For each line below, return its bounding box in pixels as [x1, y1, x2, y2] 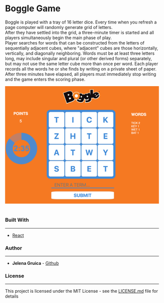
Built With [5, 216, 29, 223]
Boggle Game [5, 3, 61, 14]
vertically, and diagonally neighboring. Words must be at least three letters [5, 50, 155, 56]
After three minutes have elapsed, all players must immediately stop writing [5, 71, 156, 77]
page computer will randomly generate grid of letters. [5, 24, 113, 30]
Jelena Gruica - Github [12, 260, 59, 266]
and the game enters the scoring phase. [5, 76, 85, 82]
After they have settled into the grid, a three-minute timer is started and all [5, 29, 154, 35]
